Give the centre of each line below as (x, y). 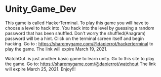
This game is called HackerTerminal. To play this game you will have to (77, 23)
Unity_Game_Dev (41, 9)
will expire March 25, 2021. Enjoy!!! (40, 69)
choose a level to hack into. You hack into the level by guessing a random (80, 28)
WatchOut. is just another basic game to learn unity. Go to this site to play (80, 58)
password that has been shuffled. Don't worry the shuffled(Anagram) (75, 33)
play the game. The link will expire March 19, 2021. (56, 49)
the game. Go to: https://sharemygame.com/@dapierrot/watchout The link (80, 64)
